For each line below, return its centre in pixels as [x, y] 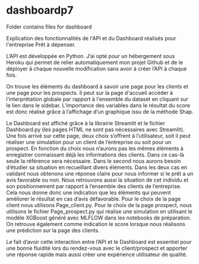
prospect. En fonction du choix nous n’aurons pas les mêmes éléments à [95, 148]
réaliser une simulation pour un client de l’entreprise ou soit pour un [89, 142]
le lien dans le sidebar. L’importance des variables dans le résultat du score [98, 105]
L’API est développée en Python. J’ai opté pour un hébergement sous [91, 56]
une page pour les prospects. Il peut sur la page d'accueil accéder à [90, 93]
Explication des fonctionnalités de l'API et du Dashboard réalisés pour [91, 38]
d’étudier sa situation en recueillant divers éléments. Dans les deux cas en [97, 167]
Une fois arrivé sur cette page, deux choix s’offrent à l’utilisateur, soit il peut [99, 136]
